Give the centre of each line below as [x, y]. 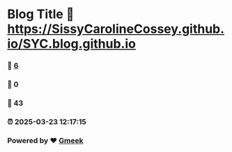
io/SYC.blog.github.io [71, 44]
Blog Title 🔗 [41, 14]
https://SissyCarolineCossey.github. [116, 29]
